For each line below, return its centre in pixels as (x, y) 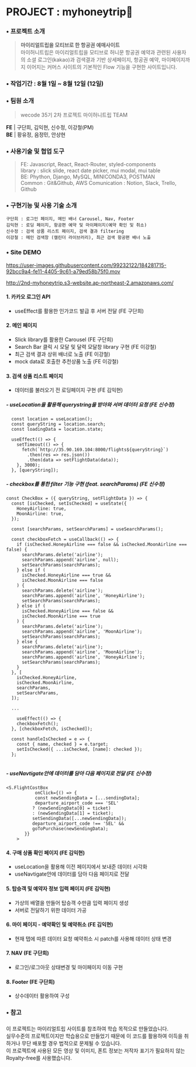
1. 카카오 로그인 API (28, 297)
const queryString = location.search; (59, 424)
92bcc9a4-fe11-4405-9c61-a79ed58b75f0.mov (63, 271)
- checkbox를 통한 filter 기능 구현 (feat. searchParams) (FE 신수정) (86, 484)
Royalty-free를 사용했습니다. (39, 1058)
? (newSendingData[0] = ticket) (71, 808)
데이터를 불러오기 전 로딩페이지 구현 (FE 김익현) (69, 390)
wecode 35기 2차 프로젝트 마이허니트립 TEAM (74, 115)
